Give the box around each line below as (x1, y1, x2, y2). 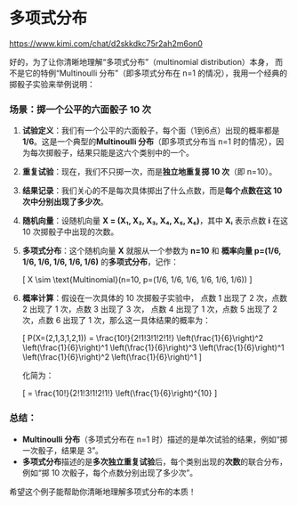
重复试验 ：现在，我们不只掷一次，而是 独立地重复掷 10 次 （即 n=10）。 (21, 167, 277, 177)
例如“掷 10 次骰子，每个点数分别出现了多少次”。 (21, 467, 198, 477)
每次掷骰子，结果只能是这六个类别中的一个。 (29, 148, 194, 159)
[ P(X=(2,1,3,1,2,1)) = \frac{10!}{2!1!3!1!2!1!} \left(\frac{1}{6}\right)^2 (21, 333, 264, 344)
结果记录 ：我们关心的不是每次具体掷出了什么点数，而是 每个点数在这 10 (21, 185, 283, 196)
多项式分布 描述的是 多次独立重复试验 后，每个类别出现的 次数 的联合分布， (21, 456, 287, 467)
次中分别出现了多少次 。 (21, 197, 108, 208)
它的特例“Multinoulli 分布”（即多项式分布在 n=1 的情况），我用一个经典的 (24, 68, 287, 78)
